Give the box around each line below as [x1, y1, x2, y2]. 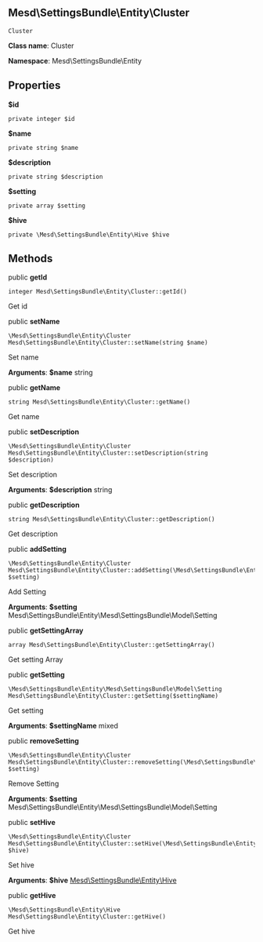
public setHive [8, 818, 56, 827]
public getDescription [8, 500, 80, 509]
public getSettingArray [8, 626, 84, 635]
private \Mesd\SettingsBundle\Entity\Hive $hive [8, 231, 170, 239]
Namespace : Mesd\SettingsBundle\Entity [8, 56, 142, 65]
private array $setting [8, 202, 86, 210]
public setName [8, 317, 60, 327]
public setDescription [8, 427, 80, 436]
